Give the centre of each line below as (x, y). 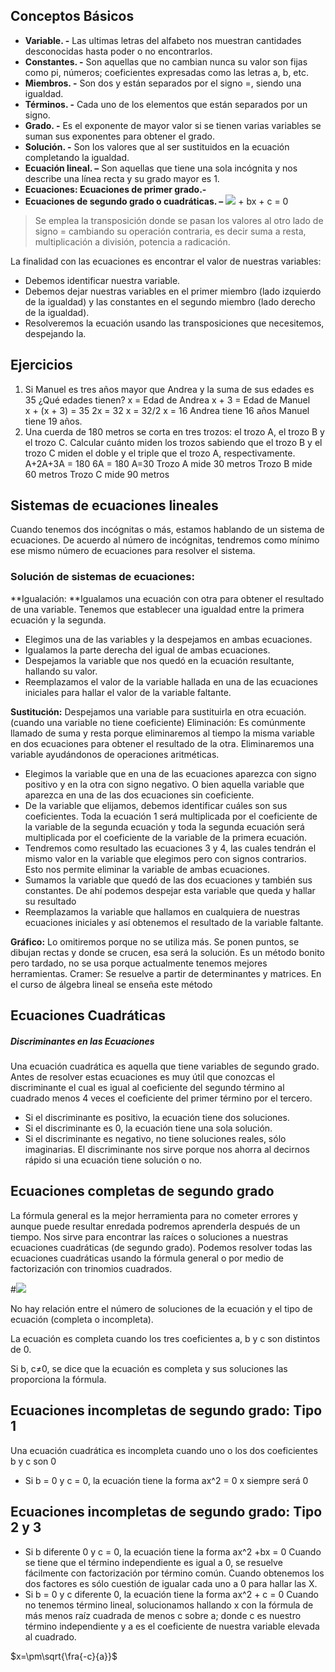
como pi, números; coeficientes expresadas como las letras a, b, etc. (167, 72)
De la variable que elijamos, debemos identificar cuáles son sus (156, 805)
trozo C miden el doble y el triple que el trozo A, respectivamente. (160, 453)
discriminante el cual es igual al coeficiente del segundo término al (147, 1088)
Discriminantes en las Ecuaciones (82, 1041)
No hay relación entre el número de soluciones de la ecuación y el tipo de (161, 1308)
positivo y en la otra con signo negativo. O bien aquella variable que (164, 784)
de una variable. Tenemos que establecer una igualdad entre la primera (157, 609)
